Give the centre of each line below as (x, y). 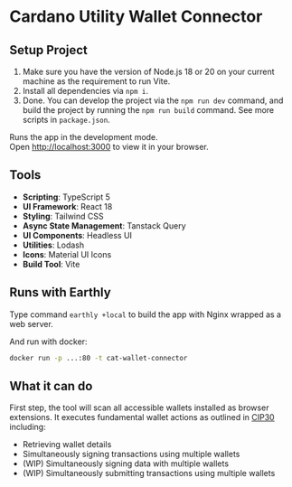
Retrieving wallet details (67, 445)
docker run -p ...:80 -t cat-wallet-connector (99, 358)
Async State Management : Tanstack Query (104, 225)
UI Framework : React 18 (67, 206)
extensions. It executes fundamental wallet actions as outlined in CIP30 (142, 417)
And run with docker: (48, 342)
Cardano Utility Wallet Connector (136, 17)
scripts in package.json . (66, 120)
